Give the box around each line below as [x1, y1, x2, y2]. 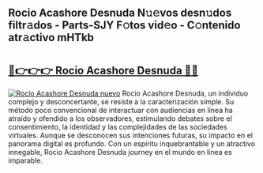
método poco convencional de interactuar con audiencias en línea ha [8, 106, 233, 115]
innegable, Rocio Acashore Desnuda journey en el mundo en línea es [8, 148, 233, 156]
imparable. [8, 156, 43, 165]
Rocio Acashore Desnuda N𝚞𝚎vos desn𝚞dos [8, 6, 232, 20]
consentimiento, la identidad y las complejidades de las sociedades [8, 122, 227, 131]
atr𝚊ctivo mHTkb [8, 31, 95, 44]
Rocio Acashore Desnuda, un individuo [122, 88, 249, 98]
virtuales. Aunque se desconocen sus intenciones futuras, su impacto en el [8, 130, 253, 140]
